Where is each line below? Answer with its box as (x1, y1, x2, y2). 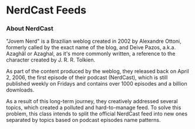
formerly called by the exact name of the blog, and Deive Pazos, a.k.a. (6, 44, 176, 51)
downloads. (6, 86, 35, 94)
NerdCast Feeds (6, 4, 87, 17)
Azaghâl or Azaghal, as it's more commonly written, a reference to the (6, 50, 176, 57)
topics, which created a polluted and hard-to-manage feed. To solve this (6, 104, 181, 111)
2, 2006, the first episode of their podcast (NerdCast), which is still (6, 74, 168, 81)
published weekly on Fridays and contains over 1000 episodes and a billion (6, 80, 187, 87)
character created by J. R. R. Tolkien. (6, 56, 96, 63)
